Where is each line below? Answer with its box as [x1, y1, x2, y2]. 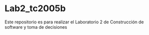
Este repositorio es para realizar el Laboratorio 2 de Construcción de [4, 19, 144, 25]
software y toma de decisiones [4, 24, 68, 30]
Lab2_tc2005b [4, 3, 66, 14]
